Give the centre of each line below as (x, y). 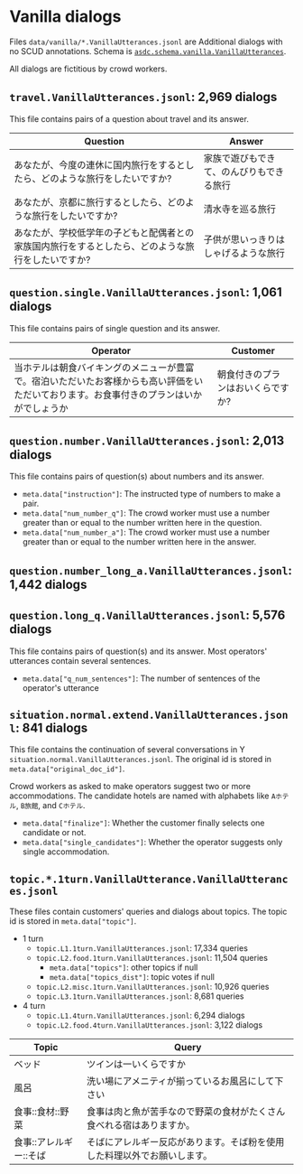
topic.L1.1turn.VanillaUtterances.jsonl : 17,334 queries (142, 948)
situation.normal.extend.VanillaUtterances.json (149, 715)
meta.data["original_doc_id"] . (67, 769)
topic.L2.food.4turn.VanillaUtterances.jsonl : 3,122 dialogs (149, 1025)
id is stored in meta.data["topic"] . (73, 921)
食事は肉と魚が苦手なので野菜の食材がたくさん (186, 1112)
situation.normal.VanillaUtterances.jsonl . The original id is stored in (141, 759)
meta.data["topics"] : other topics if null (124, 967)
